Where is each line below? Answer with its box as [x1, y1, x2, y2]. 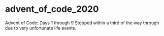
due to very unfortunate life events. [5, 25, 76, 31]
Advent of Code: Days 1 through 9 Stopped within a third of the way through [5, 20, 159, 26]
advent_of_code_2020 [5, 3, 99, 15]
